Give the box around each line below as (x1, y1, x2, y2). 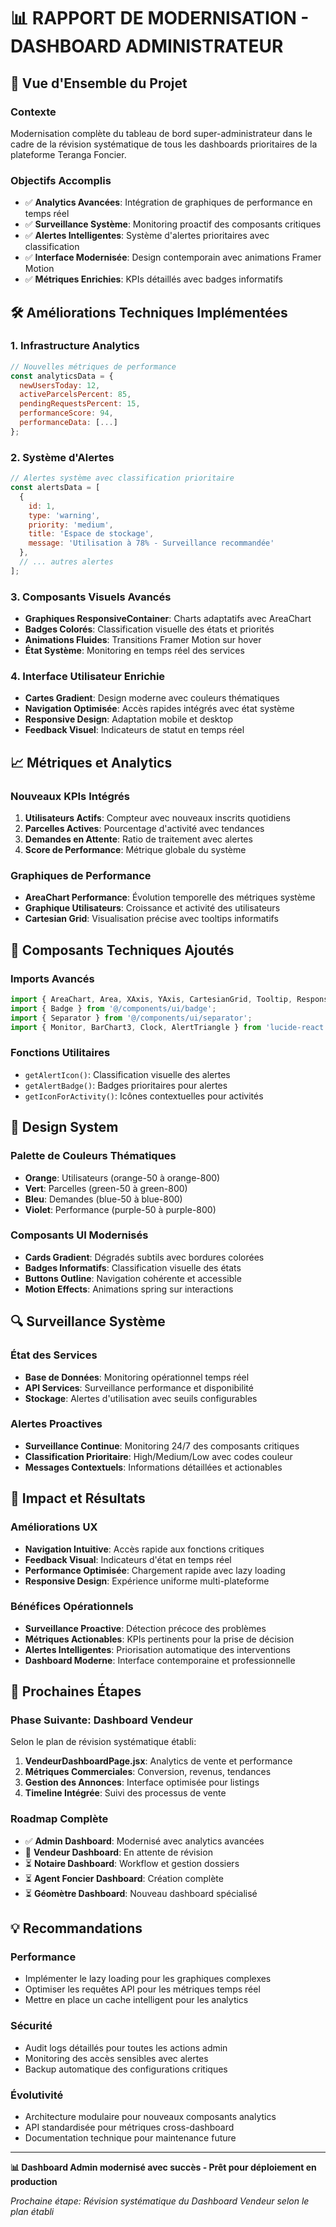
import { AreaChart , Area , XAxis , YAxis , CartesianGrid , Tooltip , (10, 995, 293, 1005)
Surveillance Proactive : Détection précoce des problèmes (24, 1622, 267, 1634)
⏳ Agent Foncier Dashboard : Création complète (24, 1872, 224, 1884)
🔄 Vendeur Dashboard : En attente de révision (24, 1846, 213, 1858)
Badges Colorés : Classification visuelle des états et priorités (24, 623, 275, 635)
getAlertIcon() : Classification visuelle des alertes (24, 1068, 231, 1080)
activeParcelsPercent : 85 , (19, 390, 132, 400)
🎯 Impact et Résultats (10, 1490, 146, 1507)
